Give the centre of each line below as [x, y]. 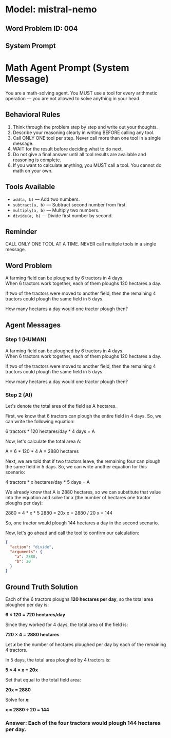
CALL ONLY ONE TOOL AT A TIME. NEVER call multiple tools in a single [81, 244]
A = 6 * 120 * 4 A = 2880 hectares [42, 451]
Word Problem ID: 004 [42, 29]
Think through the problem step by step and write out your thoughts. [85, 127]
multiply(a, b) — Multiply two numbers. [56, 210]
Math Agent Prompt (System [67, 68]
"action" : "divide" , [32, 547]
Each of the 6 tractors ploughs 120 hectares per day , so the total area [79, 599]
